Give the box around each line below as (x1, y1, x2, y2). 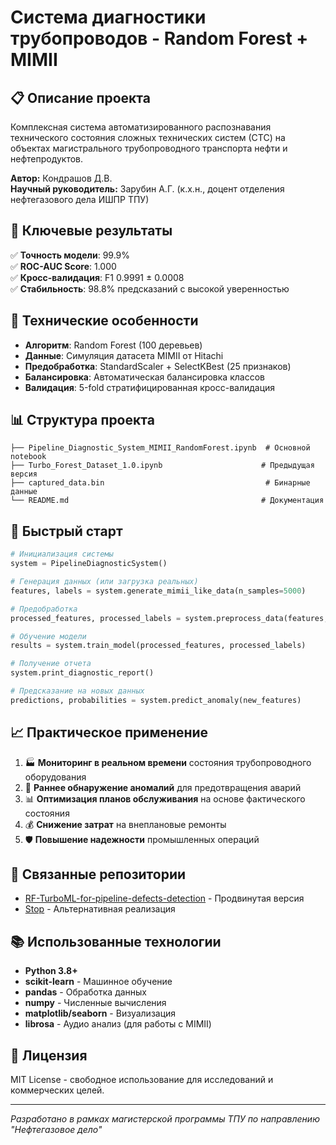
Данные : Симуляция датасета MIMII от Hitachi (24, 349, 224, 361)
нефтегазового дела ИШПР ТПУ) (10, 194, 150, 205)
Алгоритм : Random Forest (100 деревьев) (24, 339, 203, 351)
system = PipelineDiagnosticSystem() (10, 559, 168, 569)
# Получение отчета (10, 659, 92, 669)
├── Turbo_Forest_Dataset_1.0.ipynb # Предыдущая (10, 461, 315, 471)
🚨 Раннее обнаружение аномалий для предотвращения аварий (24, 781, 302, 793)
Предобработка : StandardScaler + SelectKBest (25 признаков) (24, 360, 292, 372)
